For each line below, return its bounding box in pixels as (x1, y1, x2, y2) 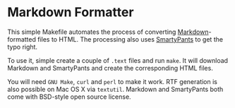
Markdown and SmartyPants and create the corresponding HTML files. (7, 64, 213, 72)
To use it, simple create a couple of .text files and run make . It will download (7, 56, 228, 64)
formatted (7, 35, 37, 43)
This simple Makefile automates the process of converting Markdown (7, 28, 209, 36)
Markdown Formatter (7, 4, 134, 20)
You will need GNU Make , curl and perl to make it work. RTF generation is (7, 77, 217, 85)
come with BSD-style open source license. (7, 92, 132, 101)
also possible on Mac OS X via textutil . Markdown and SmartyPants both (7, 85, 224, 93)
